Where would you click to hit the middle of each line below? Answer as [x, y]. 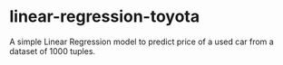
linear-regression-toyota [105, 17]
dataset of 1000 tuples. [53, 51]
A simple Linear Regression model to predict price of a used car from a [141, 42]
